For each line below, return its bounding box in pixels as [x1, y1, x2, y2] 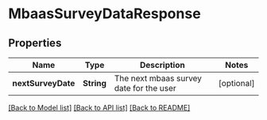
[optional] [218, 78, 255, 88]
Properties [8, 36, 62, 50]
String [83, 78, 107, 88]
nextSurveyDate [12, 78, 75, 88]
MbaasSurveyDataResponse [8, 5, 201, 23]
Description [140, 60, 185, 70]
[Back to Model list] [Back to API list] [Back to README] [8, 103, 191, 112]
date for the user [114, 83, 176, 93]
